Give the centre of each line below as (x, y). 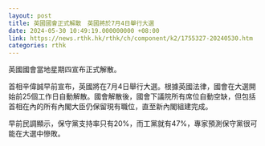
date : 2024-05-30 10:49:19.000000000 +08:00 (84, 30)
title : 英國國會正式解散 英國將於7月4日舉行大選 (82, 23)
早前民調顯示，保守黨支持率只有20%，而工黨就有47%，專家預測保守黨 (126, 124)
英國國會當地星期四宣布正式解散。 (65, 70)
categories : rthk (37, 46)
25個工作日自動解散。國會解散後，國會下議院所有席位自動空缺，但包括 (139, 96)
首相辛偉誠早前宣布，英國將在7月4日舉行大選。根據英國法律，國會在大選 (128, 87)
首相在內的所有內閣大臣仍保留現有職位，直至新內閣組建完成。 (110, 107)
